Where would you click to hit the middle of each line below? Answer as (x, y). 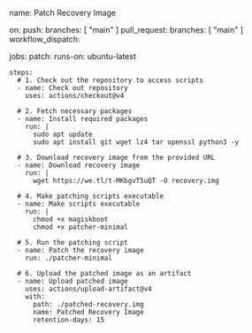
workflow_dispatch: (45, 39)
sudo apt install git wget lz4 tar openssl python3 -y (136, 142)
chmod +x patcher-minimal (80, 227)
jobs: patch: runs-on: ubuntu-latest (73, 56)
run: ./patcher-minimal (69, 258)
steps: (21, 72)
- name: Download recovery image (79, 165)
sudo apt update (62, 134)
